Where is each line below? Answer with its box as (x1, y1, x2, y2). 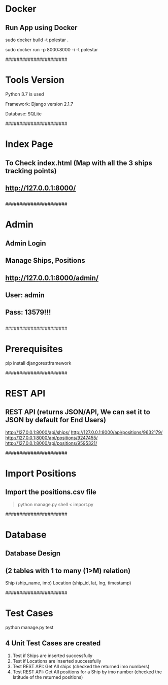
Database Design (5, 549, 61, 558)
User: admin (5, 291, 45, 300)
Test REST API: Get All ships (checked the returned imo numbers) (12, 663, 150, 669)
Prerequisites (5, 344, 63, 355)
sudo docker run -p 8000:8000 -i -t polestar (5, 47, 98, 52)
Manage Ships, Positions (5, 256, 85, 265)
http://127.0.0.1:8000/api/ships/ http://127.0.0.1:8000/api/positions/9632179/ (5, 429, 163, 435)
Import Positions (5, 468, 77, 479)
